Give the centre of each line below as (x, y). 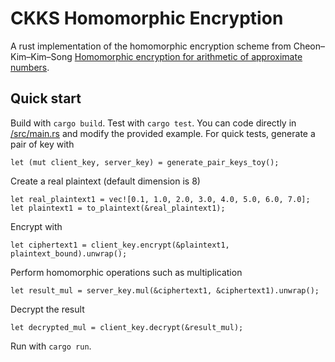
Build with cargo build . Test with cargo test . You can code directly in (153, 123)
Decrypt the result (47, 309)
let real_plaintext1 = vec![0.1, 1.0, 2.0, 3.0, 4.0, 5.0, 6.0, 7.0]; (160, 199)
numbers (29, 67)
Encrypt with (36, 226)
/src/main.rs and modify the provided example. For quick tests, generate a (163, 133)
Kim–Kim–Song (41, 56)
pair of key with (42, 144)
